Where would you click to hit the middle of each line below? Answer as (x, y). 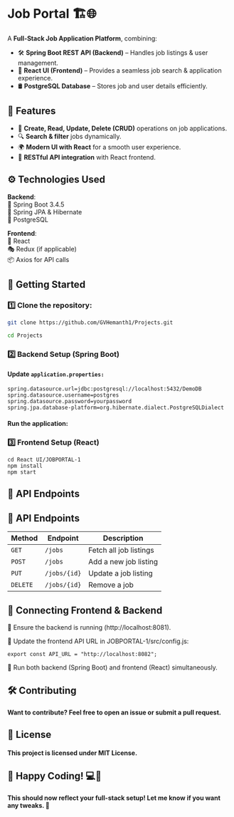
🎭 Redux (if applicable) (42, 249)
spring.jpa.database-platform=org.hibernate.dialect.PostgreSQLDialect (116, 408)
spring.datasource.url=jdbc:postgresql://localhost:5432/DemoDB (105, 389)
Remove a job (111, 585)
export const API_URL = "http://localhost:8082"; (83, 655)
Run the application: (38, 423)
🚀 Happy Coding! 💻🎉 (54, 776)
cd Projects (25, 335)
